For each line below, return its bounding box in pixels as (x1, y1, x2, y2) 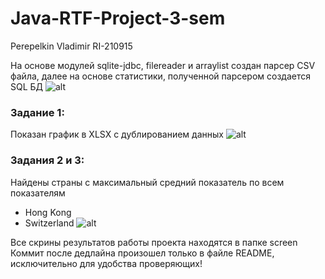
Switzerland (24, 217, 75, 229)
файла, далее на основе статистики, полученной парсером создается (10, 70, 312, 82)
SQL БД (10, 80, 44, 92)
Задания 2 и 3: (10, 153, 85, 167)
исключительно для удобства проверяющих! (10, 257, 203, 269)
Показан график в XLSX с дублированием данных (10, 128, 224, 141)
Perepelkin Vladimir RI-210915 (10, 40, 133, 52)
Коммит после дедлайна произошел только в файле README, (10, 247, 275, 259)
